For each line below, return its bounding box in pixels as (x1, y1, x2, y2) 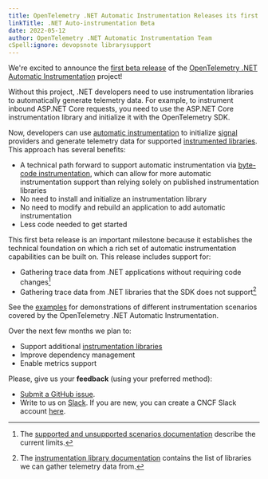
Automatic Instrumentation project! (8, 72, 123, 81)
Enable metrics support (19, 359, 97, 368)
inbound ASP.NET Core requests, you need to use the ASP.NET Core (8, 104, 234, 114)
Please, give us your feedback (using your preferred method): (8, 374, 213, 383)
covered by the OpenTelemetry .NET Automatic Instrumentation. (8, 311, 219, 320)
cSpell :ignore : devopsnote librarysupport (8, 41, 152, 49)
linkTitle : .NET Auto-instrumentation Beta (8, 19, 156, 27)
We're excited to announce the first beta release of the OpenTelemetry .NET (8, 63, 258, 73)
